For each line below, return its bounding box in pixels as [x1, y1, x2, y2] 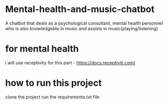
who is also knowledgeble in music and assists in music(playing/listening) [5, 25, 158, 31]
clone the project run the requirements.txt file [5, 94, 100, 100]
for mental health [5, 43, 79, 55]
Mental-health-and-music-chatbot [5, 4, 155, 15]
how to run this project [5, 77, 102, 89]
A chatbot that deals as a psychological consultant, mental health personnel [5, 20, 163, 26]
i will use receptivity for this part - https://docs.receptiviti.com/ [5, 59, 136, 66]
